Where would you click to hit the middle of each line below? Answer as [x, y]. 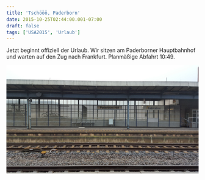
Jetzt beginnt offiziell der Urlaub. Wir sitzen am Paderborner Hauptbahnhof [101, 50]
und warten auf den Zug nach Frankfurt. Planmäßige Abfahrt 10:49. [91, 57]
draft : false [23, 26]
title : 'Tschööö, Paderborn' [43, 13]
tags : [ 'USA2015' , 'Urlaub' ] [43, 32]
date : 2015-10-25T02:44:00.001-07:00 [54, 19]
